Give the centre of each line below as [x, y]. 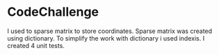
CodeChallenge [53, 12]
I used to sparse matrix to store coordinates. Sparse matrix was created [110, 31]
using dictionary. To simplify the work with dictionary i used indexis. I [106, 38]
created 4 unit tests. [36, 45]
